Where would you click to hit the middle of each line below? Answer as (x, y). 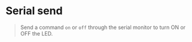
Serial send (34, 11)
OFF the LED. (36, 33)
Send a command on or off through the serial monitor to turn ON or (103, 27)
